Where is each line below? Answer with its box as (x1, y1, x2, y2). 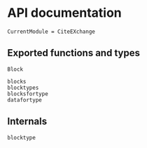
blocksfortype (7, 90, 49, 97)
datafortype (7, 96, 42, 103)
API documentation (7, 5, 122, 21)
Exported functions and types (7, 47, 140, 59)
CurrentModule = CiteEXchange (7, 28, 96, 35)
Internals (7, 116, 48, 128)
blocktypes (7, 84, 39, 91)
